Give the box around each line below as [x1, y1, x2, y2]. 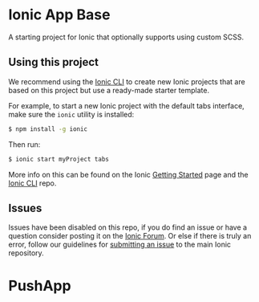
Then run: [8, 139, 41, 149]
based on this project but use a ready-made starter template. [8, 85, 210, 95]
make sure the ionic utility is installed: [8, 109, 135, 119]
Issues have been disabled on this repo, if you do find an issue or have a [8, 222, 247, 232]
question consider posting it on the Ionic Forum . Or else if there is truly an [8, 231, 252, 241]
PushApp [8, 276, 71, 295]
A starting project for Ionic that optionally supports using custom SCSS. [8, 32, 245, 42]
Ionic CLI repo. [8, 178, 57, 188]
